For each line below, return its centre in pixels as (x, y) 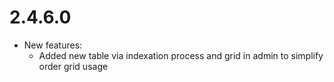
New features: (53, 45)
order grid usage (73, 66)
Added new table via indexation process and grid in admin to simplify (181, 55)
